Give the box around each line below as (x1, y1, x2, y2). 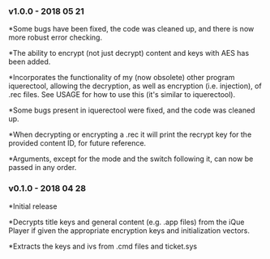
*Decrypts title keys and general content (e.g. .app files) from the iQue (8, 217, 245, 227)
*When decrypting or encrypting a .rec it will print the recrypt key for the (8, 129, 252, 139)
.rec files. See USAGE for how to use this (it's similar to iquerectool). (8, 90, 236, 100)
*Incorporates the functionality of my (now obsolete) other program (8, 73, 235, 83)
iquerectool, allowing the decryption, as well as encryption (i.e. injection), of (8, 81, 262, 91)
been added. (8, 57, 51, 66)
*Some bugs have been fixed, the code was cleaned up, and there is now (8, 24, 255, 34)
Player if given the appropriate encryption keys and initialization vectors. (8, 225, 250, 236)
